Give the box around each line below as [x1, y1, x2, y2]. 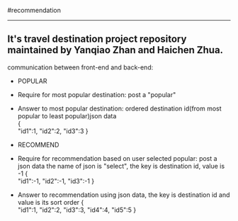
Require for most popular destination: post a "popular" [17, 90, 176, 98]
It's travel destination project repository [7, 33, 187, 45]
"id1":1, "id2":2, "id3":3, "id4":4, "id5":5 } [17, 205, 137, 214]
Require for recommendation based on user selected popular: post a [17, 154, 217, 162]
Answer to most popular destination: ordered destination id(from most [17, 104, 222, 113]
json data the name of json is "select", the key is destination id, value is [17, 161, 225, 170]
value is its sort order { [17, 198, 84, 206]
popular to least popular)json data [17, 111, 117, 120]
